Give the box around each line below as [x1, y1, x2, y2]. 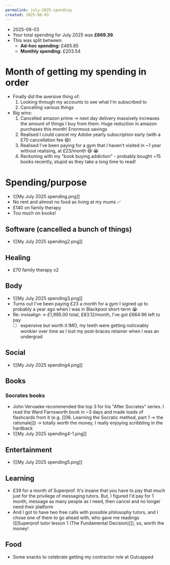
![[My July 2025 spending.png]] [12, 194, 80, 200]
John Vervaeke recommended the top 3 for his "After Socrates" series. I [12, 404, 164, 410]
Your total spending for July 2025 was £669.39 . [12, 32, 114, 38]
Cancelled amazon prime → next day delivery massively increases [20, 115, 160, 122]
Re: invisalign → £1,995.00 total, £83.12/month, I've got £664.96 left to [12, 311, 160, 317]
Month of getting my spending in [5, 66, 147, 77]
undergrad [20, 333, 43, 340]
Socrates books [5, 392, 45, 399]
